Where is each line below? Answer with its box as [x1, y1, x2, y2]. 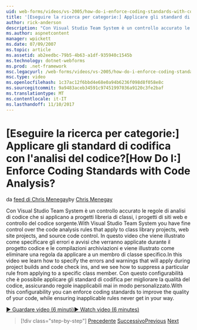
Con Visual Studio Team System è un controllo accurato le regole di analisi [6, 207, 186, 214]
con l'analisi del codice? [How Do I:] [6, 151, 181, 165]
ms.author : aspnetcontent [6, 31, 69, 36]
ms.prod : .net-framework [6, 63, 67, 69]
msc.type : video [6, 74, 46, 80]
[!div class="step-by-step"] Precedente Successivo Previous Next [20, 318, 179, 325]
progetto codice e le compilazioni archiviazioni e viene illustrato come [6, 245, 175, 252]
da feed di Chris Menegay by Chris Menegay [6, 196, 113, 203]
